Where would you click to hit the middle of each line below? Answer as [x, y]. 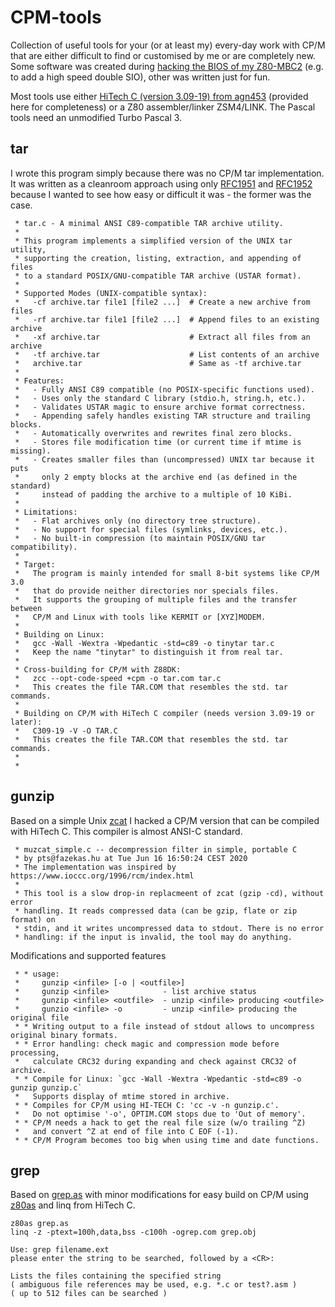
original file [40, 1017]
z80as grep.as [40, 1224]
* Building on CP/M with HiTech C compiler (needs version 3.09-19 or [164, 713]
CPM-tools [56, 17]
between [26, 608]
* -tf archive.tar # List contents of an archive [167, 354]
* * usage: [37, 974]
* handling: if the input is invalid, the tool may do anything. [153, 937]
